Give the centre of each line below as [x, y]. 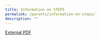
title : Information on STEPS [35, 10]
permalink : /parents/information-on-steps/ [50, 14]
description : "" [22, 19]
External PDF [18, 33]
